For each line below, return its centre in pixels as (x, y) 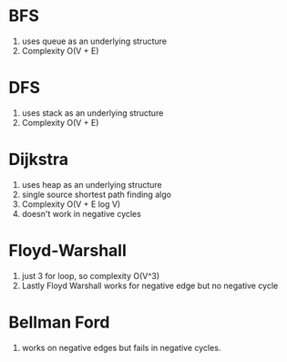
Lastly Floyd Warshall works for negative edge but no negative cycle (150, 285)
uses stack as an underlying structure (92, 113)
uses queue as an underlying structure (94, 41)
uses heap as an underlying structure (92, 184)
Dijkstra (39, 160)
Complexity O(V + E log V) (71, 204)
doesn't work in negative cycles (82, 213)
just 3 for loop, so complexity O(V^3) (91, 275)
